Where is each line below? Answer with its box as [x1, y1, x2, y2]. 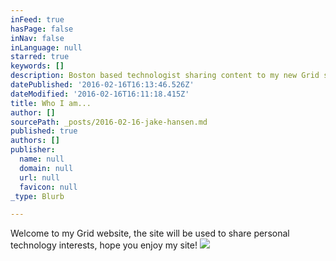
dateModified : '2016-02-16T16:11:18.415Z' [10, 89, 190, 99]
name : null [19, 154, 65, 164]
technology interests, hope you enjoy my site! [10, 239, 198, 251]
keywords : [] [10, 61, 65, 71]
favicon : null [19, 182, 78, 192]
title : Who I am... [10, 98, 92, 108]
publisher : [10, 145, 56, 155]
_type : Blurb [10, 191, 65, 201]
